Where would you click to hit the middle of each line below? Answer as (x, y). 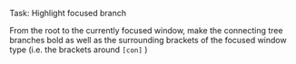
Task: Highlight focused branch (68, 13)
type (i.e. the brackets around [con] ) (79, 50)
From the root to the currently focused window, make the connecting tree (146, 30)
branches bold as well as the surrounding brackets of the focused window (148, 40)
